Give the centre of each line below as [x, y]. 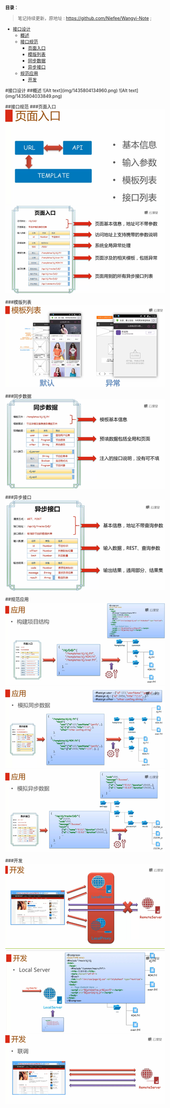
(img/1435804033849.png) [34, 96]
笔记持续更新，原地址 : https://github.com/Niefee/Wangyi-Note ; [84, 18]
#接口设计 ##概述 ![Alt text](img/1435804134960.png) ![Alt [67, 90]
